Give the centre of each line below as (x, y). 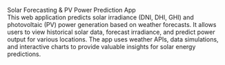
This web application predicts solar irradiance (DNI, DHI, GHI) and (101, 17)
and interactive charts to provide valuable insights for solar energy (101, 47)
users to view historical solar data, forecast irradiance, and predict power (111, 32)
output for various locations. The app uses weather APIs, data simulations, (113, 39)
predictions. (24, 54)
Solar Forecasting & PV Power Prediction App (71, 10)
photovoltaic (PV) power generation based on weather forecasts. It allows (112, 25)
